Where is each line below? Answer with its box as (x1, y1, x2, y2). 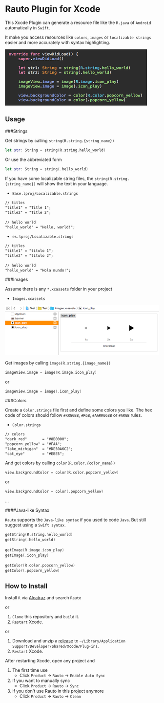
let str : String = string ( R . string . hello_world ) (5, 148, 106, 153)
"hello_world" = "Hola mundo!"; (5, 268, 71, 272)
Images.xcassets (12, 296, 45, 301)
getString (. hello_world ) (5, 537, 56, 542)
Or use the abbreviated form (5, 157, 62, 162)
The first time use (12, 667, 48, 673)
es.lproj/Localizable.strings (12, 234, 74, 239)
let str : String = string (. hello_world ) (5, 166, 89, 172)
